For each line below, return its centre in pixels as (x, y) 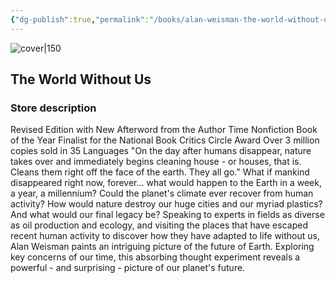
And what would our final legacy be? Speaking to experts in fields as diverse (167, 215)
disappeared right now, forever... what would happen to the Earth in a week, (166, 183)
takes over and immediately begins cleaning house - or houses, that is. (156, 162)
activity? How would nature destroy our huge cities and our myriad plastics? (166, 204)
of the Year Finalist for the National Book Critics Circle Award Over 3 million (165, 140)
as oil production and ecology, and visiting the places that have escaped (159, 225)
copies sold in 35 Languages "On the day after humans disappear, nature (161, 151)
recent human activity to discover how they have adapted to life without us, (165, 236)
